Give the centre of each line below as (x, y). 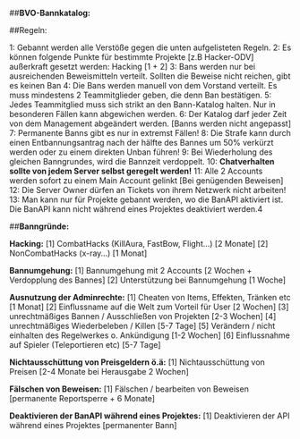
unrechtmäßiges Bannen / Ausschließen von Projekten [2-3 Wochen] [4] (143, 316)
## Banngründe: (39, 226)
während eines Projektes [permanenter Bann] (93, 425)
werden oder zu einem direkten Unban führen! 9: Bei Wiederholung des (141, 152)
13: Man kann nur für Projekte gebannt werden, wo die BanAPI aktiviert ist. (146, 199)
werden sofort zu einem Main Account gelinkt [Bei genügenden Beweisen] (146, 181)
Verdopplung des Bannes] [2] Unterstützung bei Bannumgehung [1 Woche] (148, 280)
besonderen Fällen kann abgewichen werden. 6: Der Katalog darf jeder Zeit (148, 114)
